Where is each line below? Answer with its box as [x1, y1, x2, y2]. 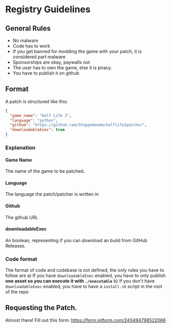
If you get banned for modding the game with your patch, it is [12, 49, 142, 54]
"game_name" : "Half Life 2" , [10, 113, 72, 118]
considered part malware [12, 54, 66, 60]
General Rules [5, 24, 51, 33]
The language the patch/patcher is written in [5, 191, 99, 197]
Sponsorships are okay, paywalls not [12, 59, 90, 65]
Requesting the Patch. [5, 303, 78, 312]
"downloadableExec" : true [10, 127, 65, 132]
